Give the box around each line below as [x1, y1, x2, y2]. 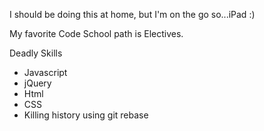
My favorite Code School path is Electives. [9, 28, 184, 39]
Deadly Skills [9, 47, 63, 59]
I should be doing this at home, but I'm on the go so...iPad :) [9, 9, 256, 20]
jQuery [23, 77, 52, 89]
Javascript [23, 67, 68, 78]
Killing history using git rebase [23, 109, 149, 121]
